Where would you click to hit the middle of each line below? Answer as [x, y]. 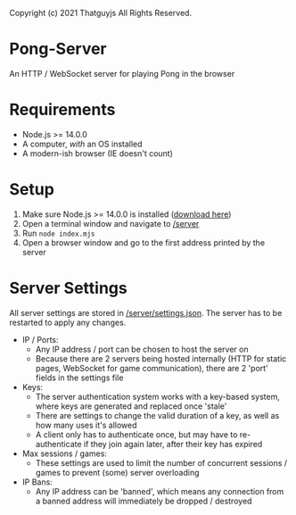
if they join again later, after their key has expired [173, 444]
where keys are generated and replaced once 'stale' [131, 406]
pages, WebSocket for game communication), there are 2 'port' [152, 368]
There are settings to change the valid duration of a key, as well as [157, 415]
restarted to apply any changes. [68, 322]
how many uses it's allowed [86, 425]
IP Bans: [37, 482]
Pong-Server [58, 49]
